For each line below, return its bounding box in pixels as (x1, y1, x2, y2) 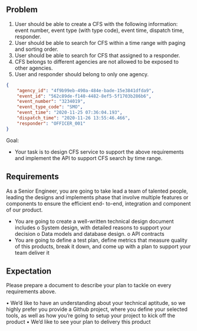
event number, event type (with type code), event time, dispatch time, (14, 27, 184, 34)
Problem (6, 5, 38, 15)
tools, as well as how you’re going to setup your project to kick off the (6, 312, 176, 319)
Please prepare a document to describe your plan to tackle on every (6, 282, 172, 289)
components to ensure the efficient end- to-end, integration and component (6, 200, 191, 207)
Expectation (6, 266, 52, 276)
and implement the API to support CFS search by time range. (14, 154, 163, 161)
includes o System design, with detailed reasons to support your (14, 224, 172, 231)
